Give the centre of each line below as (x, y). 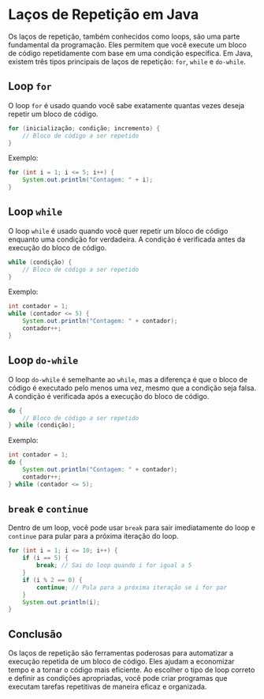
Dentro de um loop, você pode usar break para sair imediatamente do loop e (132, 528)
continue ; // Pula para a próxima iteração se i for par (132, 587)
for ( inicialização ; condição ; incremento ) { (84, 128)
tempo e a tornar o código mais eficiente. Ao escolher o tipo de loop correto (132, 670)
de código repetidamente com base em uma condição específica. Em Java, (131, 53)
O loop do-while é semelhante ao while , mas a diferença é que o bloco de (128, 379)
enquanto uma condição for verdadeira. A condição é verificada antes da (127, 239)
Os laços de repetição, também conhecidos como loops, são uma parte (124, 36)
